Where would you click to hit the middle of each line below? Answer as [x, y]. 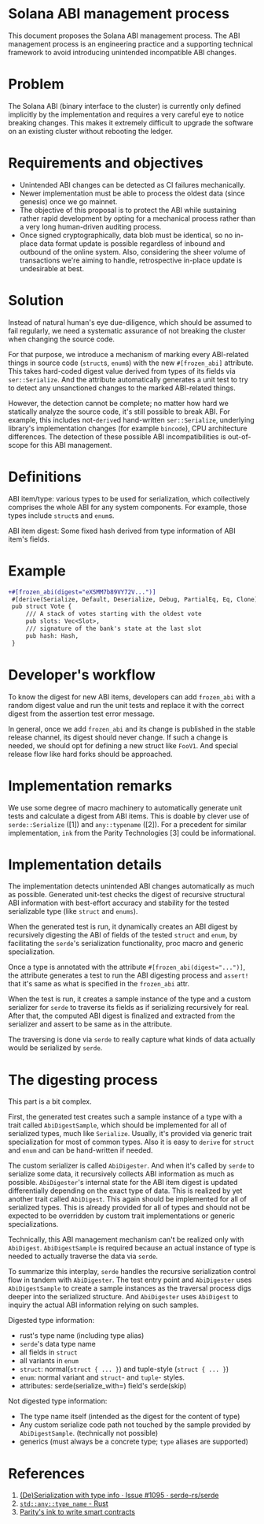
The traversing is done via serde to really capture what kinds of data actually [132, 1040]
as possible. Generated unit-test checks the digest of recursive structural [126, 895]
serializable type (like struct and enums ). [73, 911]
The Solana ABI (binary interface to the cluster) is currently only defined [125, 106]
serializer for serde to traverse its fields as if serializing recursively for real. [129, 1008]
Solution [36, 300]
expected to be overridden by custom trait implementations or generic [122, 1216]
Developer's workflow [82, 674]
